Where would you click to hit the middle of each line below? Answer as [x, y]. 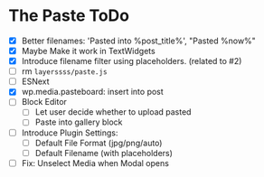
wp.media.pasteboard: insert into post [92, 92]
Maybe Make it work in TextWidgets [88, 51]
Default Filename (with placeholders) [104, 153]
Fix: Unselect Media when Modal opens [95, 163]
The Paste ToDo [69, 16]
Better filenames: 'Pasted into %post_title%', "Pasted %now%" [139, 41]
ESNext [36, 81]
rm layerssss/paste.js [64, 71]
